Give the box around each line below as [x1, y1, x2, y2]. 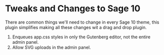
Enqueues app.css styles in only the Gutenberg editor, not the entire [12, 34, 151, 40]
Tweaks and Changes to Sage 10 [5, 3, 140, 14]
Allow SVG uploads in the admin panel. [12, 44, 91, 50]
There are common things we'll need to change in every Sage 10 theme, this [5, 19, 160, 25]
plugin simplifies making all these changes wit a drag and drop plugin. [5, 24, 147, 30]
